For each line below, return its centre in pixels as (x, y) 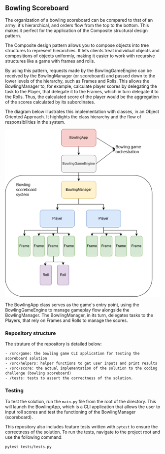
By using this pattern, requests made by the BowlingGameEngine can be (79, 70)
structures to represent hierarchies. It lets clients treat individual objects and (82, 50)
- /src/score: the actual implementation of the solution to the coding (81, 368)
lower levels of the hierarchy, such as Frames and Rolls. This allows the (77, 81)
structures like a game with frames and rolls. (50, 61)
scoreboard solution (26, 359)
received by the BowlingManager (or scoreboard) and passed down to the (80, 75)
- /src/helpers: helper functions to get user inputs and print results (81, 364)
